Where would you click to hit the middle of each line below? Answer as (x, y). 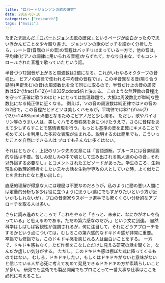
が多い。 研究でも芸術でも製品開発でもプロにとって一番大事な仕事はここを (81, 270)
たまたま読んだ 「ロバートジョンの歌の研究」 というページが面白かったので (80, 38)
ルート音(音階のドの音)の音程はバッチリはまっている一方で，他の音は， (86, 50)
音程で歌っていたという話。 (59, 62)
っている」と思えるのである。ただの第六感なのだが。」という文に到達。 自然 (82, 221)
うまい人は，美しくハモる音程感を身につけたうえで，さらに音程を (89, 122)
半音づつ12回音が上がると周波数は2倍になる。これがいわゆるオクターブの (79, 73)
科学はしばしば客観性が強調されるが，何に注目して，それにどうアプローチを (82, 227)
